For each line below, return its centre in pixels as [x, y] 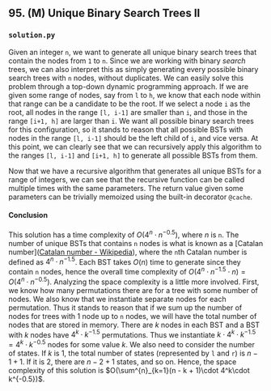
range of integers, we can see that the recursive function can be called [127, 179]
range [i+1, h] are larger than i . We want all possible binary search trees [131, 121]
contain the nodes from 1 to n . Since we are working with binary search [127, 61]
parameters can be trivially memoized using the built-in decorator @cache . [131, 197]
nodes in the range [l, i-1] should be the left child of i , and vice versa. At [133, 138]
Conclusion [28, 215]
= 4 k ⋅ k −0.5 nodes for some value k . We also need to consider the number [131, 344]
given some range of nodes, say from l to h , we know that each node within [135, 95]
